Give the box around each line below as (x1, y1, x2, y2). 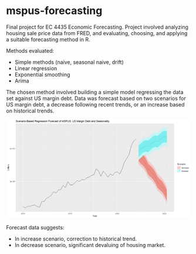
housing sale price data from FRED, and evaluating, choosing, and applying (6, 29, 188, 36)
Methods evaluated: (6, 47, 55, 54)
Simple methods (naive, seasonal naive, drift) (14, 59, 124, 66)
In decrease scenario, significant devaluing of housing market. (14, 242, 166, 249)
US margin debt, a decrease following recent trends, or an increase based (6, 101, 185, 108)
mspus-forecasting (6, 4, 103, 18)
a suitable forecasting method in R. (6, 36, 90, 43)
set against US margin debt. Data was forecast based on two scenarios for (6, 95, 187, 102)
